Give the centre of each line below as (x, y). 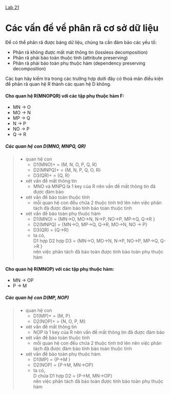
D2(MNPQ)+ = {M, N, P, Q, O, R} (67, 170)
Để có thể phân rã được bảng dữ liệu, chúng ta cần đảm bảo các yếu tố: (81, 42)
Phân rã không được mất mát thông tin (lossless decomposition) (80, 52)
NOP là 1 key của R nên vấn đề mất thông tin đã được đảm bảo (99, 332)
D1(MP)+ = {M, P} (52, 316)
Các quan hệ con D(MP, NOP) (37, 298)
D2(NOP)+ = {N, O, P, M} (59, 321)
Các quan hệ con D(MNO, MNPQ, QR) (46, 146)
